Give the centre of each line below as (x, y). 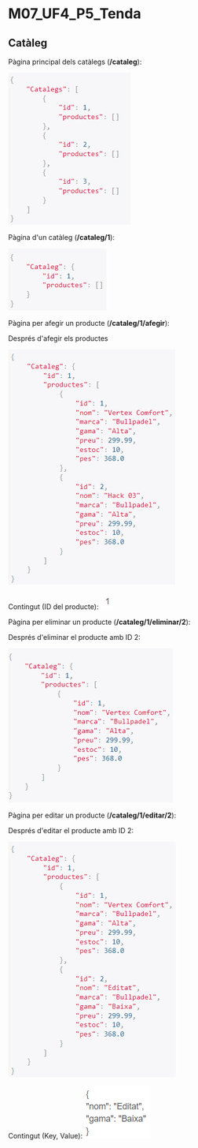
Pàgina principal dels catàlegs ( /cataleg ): (75, 62)
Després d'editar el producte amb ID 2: (71, 830)
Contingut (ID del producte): (53, 607)
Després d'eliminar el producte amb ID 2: (75, 637)
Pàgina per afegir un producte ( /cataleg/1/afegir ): (89, 323)
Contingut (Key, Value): (46, 1136)
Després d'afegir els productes (58, 338)
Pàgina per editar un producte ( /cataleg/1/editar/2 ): (92, 815)
